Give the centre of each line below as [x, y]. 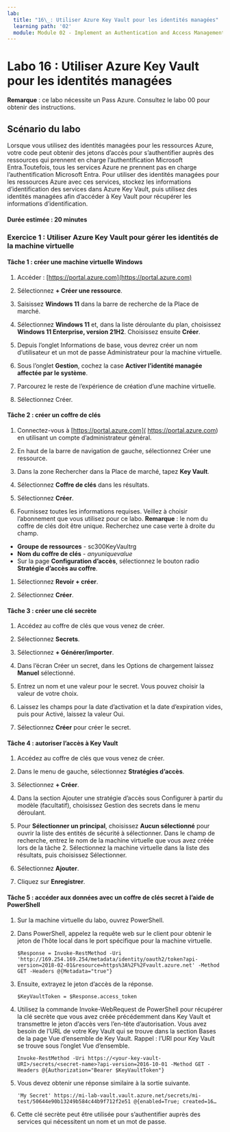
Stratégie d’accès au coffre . [57, 568]
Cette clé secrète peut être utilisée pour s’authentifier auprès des [108, 1114]
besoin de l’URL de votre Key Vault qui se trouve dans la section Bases [116, 1031]
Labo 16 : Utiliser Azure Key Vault [103, 67]
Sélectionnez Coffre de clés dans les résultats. [83, 485]
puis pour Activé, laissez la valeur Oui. [71, 714]
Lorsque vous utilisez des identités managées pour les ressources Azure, [110, 145]
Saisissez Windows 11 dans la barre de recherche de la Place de [108, 304]
